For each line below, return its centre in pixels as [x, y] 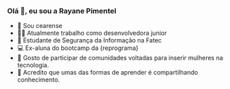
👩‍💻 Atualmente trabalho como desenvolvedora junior [92, 33]
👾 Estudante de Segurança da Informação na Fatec [89, 40]
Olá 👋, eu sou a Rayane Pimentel [62, 11]
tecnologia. [33, 65]
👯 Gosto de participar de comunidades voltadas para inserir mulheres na [120, 58]
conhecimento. [38, 80]
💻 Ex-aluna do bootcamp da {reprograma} [78, 48]
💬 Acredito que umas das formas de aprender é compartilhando [107, 73]
